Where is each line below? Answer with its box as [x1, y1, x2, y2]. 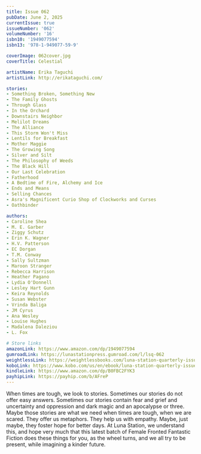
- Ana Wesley [6, 313, 39, 319]
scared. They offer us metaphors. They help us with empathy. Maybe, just [6, 416, 188, 422]
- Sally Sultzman [6, 257, 50, 263]
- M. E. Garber [6, 224, 44, 230]
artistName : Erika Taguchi [6, 69, 74, 75]
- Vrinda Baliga [6, 302, 47, 308]
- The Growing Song [6, 147, 55, 153]
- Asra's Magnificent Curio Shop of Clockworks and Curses [6, 197, 157, 203]
